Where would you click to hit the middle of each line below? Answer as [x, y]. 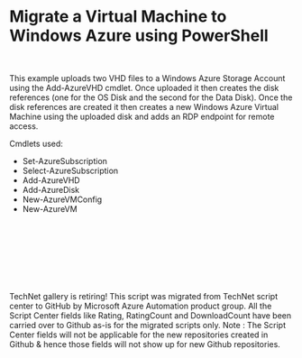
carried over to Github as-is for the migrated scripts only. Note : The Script [148, 325]
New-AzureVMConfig [62, 199]
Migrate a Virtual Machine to [118, 17]
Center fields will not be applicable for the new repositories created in [139, 335]
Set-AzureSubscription [65, 161]
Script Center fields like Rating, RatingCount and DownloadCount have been [150, 315]
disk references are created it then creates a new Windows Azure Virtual [144, 106]
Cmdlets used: [36, 143]
